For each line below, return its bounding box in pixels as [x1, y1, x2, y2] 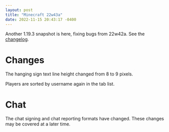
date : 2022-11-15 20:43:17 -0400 [5, 17, 77, 22]
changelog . [5, 36, 29, 42]
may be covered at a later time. [5, 121, 70, 127]
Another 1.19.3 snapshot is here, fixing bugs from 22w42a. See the [5, 31, 145, 37]
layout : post [5, 7, 33, 13]
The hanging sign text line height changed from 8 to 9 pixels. [5, 71, 134, 77]
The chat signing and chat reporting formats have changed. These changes [5, 116, 164, 122]
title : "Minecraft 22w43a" [5, 12, 63, 17]
